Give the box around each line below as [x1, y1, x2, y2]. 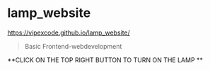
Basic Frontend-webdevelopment [24, 42, 122, 50]
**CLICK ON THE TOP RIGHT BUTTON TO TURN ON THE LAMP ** [7, 55, 204, 64]
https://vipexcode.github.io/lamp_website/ [7, 28, 131, 37]
